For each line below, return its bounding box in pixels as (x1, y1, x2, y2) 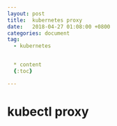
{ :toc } (13, 68, 33, 74)
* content (13, 61, 42, 68)
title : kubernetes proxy (7, 17, 82, 24)
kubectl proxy (7, 104, 89, 119)
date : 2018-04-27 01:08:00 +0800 (7, 23, 111, 30)
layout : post (7, 10, 45, 17)
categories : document (7, 29, 70, 37)
